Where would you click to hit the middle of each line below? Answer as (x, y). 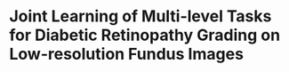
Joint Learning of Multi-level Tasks (140, 16)
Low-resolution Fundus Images (127, 54)
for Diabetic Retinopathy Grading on (145, 35)
